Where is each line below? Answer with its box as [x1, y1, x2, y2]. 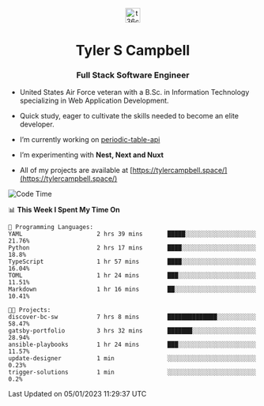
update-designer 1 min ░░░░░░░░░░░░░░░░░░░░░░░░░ [8, 355, 257, 363]
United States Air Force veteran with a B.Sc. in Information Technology [19, 88, 250, 97]
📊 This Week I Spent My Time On [8, 205, 120, 215]
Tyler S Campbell [75, 42, 190, 59]
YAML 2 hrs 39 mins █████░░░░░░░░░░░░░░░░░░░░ [8, 230, 257, 239]
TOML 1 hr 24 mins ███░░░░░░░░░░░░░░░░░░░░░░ [8, 272, 257, 280]
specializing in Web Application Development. [19, 96, 169, 106]
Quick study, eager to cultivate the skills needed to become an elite [19, 111, 239, 121]
